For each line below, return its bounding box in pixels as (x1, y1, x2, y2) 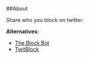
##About (6, 5, 28, 12)
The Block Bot (14, 40, 49, 46)
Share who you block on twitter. (6, 17, 84, 23)
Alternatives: (6, 28, 40, 35)
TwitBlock (14, 46, 40, 53)
